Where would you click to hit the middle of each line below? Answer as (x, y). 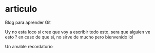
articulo (21, 9)
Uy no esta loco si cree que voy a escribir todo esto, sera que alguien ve (78, 32)
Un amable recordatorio (29, 46)
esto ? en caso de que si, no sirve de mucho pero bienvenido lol (69, 37)
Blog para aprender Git (28, 22)
